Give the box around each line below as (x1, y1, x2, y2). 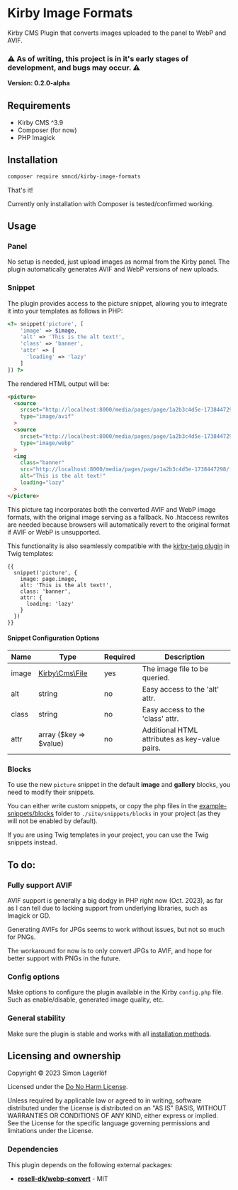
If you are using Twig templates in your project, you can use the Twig (7, 830, 209, 840)
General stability (7, 1013, 66, 1023)
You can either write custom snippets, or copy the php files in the (7, 802, 198, 810)
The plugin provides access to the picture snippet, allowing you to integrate (7, 299, 228, 307)
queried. (142, 672, 170, 682)
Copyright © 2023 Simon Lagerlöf (7, 1068, 108, 1078)
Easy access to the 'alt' (142, 684, 220, 694)
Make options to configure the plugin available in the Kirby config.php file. (7, 988, 224, 997)
